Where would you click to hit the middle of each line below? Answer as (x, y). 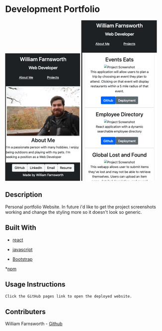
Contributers (26, 312)
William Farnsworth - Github (34, 324)
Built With (21, 228)
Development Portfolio (53, 9)
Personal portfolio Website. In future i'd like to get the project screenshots (81, 207)
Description (24, 195)
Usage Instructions (35, 284)
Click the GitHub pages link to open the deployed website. (69, 297)
